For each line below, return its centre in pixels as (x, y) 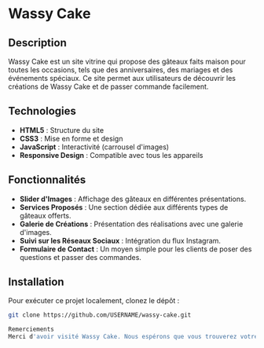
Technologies (42, 111)
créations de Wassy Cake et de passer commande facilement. (108, 86)
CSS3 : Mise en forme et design (71, 138)
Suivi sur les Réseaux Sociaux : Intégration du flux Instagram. (120, 240)
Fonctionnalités (47, 180)
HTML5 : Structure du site (62, 130)
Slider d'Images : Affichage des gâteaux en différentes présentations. (133, 199)
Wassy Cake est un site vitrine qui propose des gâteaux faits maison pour (127, 61)
